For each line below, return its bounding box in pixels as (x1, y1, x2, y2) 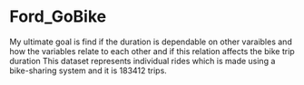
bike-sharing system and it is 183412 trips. (9, 65, 168, 76)
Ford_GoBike (9, 6, 107, 27)
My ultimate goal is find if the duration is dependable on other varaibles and (9, 36, 292, 47)
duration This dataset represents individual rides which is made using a (9, 55, 276, 66)
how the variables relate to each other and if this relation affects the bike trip (9, 45, 295, 56)
